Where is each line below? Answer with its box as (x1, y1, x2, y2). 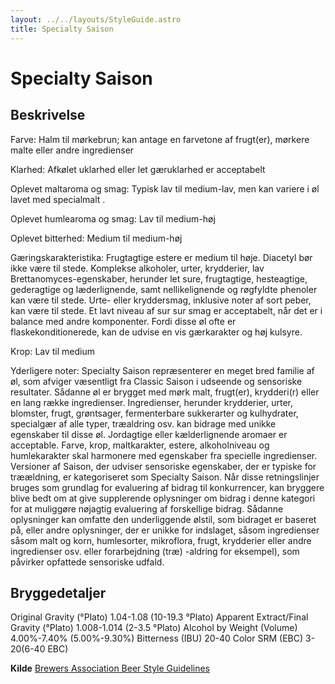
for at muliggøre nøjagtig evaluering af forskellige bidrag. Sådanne (10, 502, 284, 515)
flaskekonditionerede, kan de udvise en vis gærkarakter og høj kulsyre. (10, 326, 303, 338)
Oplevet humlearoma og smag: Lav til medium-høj (10, 212, 216, 225)
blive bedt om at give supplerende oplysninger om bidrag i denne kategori (10, 492, 316, 504)
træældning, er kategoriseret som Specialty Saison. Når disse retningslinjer (10, 471, 320, 483)
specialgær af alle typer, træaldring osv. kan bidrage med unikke (10, 417, 277, 430)
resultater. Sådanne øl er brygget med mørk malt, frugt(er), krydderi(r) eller (10, 386, 320, 398)
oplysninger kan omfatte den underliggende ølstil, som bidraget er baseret (10, 513, 317, 525)
